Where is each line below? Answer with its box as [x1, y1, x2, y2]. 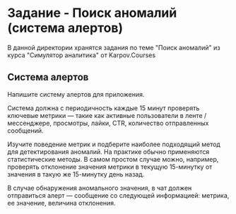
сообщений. [7, 126, 44, 135]
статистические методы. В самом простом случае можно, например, [7, 155, 219, 163]
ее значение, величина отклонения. [7, 198, 116, 207]
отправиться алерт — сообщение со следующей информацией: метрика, [7, 191, 230, 199]
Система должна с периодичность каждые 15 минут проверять [7, 104, 200, 112]
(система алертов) [7, 20, 124, 36]
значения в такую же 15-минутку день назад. [7, 170, 145, 178]
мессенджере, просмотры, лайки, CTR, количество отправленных [7, 119, 209, 127]
